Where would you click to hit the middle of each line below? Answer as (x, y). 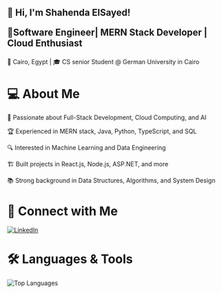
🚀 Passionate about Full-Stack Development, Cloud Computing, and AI (107, 117)
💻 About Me (44, 94)
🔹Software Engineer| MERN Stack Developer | (108, 33)
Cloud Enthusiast (45, 43)
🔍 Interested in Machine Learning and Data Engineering (87, 148)
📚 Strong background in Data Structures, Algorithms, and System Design (111, 181)
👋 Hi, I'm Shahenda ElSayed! (69, 13)
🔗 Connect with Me (63, 211)
